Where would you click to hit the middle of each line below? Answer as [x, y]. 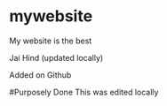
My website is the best [51, 41]
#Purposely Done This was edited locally [84, 92]
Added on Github [40, 75]
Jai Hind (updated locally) [56, 57]
